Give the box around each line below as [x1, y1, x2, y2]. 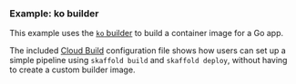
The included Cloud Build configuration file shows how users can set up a [9, 45, 287, 56]
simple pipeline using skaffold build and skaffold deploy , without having [9, 55, 288, 66]
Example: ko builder [9, 7, 99, 20]
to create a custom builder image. [9, 64, 136, 75]
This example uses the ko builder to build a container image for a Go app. [9, 28, 284, 39]
